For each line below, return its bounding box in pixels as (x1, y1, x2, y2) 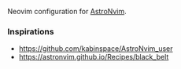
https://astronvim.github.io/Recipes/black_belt (18, 53, 169, 62)
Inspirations (7, 26, 54, 37)
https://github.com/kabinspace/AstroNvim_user (18, 44, 174, 53)
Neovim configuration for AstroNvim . (7, 7, 127, 16)
